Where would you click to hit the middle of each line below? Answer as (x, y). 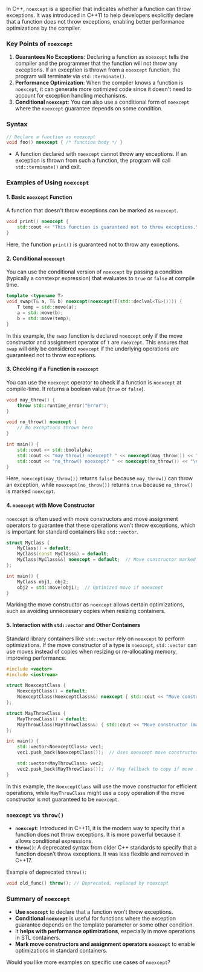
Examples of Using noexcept (48, 183)
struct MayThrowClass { (36, 713)
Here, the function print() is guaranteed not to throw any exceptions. (93, 244)
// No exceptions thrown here (55, 428)
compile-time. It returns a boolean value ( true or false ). (76, 389)
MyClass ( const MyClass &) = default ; (63, 554)
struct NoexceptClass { (36, 685)
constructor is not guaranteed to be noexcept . (63, 799)
